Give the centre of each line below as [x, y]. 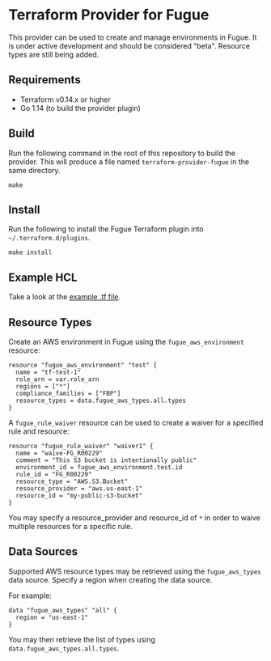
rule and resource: [39, 431]
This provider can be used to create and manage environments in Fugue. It [133, 37]
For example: [30, 595]
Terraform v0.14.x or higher [65, 100]
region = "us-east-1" [52, 617]
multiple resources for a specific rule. [71, 526]
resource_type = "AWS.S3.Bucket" [72, 481]
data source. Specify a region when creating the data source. [110, 579]
